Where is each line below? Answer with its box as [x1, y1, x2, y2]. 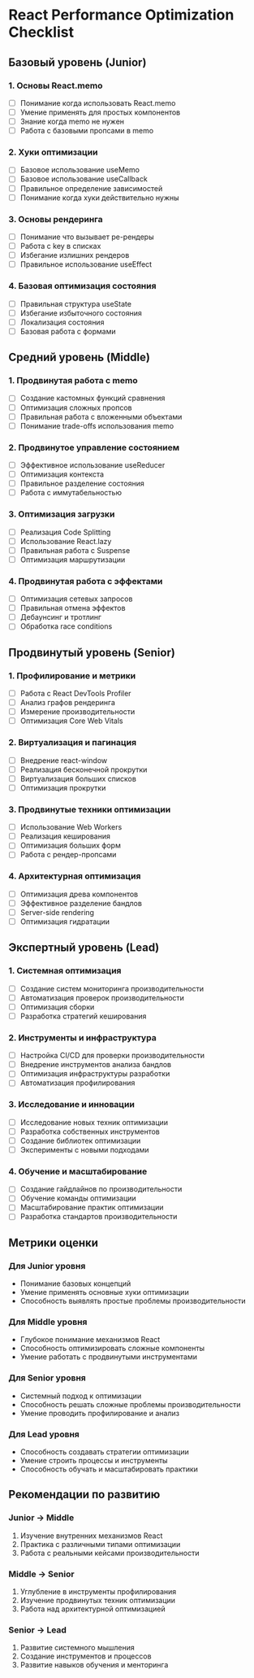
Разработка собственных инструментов [19, 1127, 160, 1136]
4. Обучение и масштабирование [8, 1166, 148, 1177]
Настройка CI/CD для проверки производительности [19, 1051, 205, 1061]
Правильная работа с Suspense [19, 545, 131, 555]
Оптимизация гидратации [19, 917, 110, 926]
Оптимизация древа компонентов [19, 889, 139, 899]
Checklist [8, 23, 75, 41]
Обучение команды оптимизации [19, 1193, 136, 1203]
